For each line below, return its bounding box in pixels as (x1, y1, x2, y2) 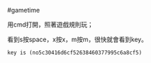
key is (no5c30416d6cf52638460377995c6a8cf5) (7, 49, 142, 56)
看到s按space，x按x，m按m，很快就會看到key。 (7, 35, 148, 43)
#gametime (7, 6, 41, 14)
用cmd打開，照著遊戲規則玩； (7, 20, 94, 29)
